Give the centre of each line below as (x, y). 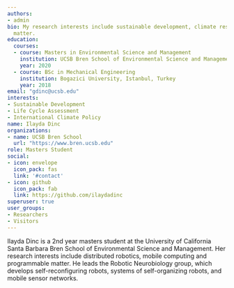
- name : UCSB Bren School (45, 137)
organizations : (29, 130)
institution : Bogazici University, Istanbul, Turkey (98, 78)
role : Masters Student (40, 150)
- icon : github (29, 182)
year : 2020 (36, 66)
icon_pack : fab (36, 189)
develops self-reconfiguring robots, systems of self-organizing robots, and (115, 271)
